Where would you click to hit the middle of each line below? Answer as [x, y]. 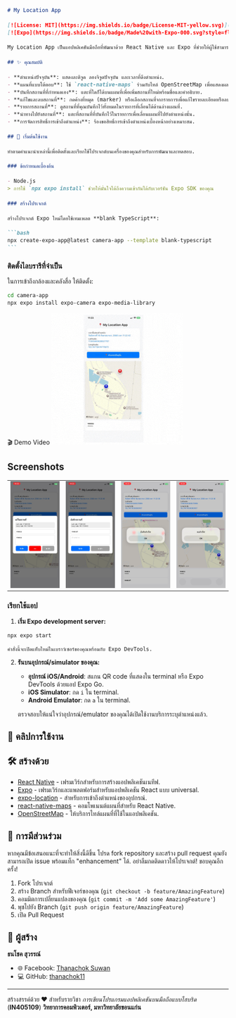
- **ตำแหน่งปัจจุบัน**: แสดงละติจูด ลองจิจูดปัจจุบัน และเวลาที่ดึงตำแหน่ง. [86, 77]
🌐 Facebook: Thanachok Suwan [64, 968]
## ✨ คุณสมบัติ [25, 63]
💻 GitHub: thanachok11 [51, 976]
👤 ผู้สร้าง [22, 937]
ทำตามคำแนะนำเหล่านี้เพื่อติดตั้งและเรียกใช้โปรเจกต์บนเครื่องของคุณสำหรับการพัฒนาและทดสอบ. [101, 151]
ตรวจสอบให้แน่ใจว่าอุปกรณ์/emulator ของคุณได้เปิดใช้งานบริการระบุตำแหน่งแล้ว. [113, 714]
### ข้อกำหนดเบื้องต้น [31, 166]
